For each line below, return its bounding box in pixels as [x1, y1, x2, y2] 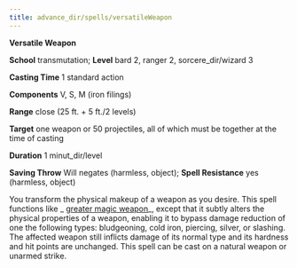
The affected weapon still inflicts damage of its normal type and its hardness [9, 232, 289, 242]
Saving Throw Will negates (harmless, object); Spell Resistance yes [9, 167, 259, 177]
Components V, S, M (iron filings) [9, 89, 132, 99]
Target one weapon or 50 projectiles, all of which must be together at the [9, 123, 277, 134]
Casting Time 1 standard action [9, 72, 124, 83]
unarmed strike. [9, 250, 67, 261]
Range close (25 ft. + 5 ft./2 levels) [9, 106, 137, 116]
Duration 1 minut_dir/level [9, 150, 103, 161]
